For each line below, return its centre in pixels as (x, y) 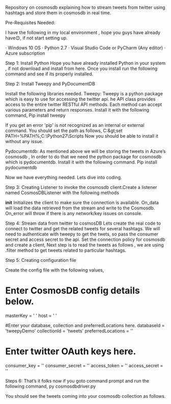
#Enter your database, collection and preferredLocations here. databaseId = (85, 325)
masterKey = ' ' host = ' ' (31, 315)
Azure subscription (25, 53)
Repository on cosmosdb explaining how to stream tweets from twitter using (85, 7)
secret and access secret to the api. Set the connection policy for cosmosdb (85, 239)
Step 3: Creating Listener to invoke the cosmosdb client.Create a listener (81, 187)
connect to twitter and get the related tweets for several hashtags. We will (83, 228)
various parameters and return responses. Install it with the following (77, 110)
